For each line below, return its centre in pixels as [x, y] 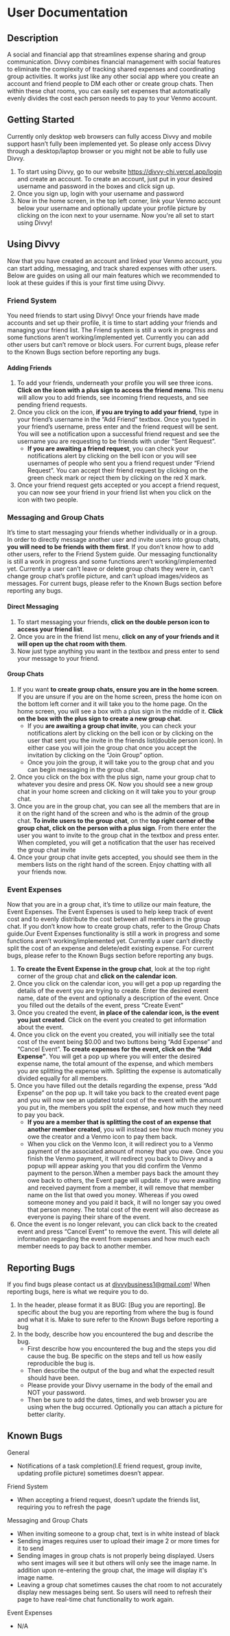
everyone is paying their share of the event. [89, 1217]
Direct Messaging [33, 606]
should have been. [54, 1378]
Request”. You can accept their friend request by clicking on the [117, 470]
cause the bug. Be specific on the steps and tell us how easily [115, 1356]
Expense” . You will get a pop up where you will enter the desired [109, 1056]
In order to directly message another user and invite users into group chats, [114, 540]
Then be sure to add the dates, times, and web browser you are [117, 1400]
